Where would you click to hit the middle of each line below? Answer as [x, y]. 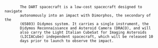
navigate [13, 11]
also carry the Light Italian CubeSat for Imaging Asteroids [83, 32]
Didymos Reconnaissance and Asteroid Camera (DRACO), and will [85, 28]
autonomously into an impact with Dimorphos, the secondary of [85, 16]
